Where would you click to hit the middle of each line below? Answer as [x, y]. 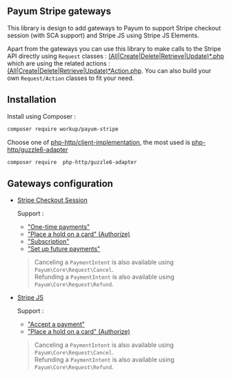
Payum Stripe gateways [59, 11]
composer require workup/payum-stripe [63, 129]
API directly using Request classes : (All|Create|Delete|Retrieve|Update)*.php [115, 56]
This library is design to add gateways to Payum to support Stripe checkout [114, 28]
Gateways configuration [60, 183]
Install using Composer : [42, 116]
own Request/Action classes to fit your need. [71, 78]
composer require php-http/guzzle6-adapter [72, 162]
